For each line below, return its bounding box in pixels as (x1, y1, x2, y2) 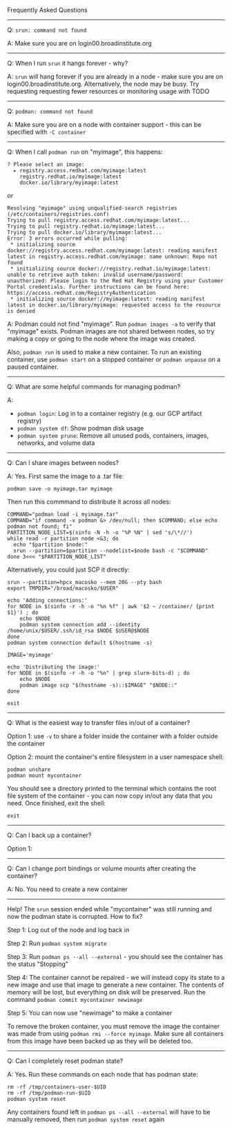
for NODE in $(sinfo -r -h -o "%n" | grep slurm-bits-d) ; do (7, 670, 190, 677)
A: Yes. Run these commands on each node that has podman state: (7, 1070, 198, 1078)
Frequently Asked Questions (7, 6, 88, 14)
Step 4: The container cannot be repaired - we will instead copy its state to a (7, 974, 225, 981)
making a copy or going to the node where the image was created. (7, 335, 197, 343)
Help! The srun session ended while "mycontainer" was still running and (7, 905, 212, 913)
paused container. (7, 363, 59, 371)
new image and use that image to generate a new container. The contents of (7, 981, 224, 989)
